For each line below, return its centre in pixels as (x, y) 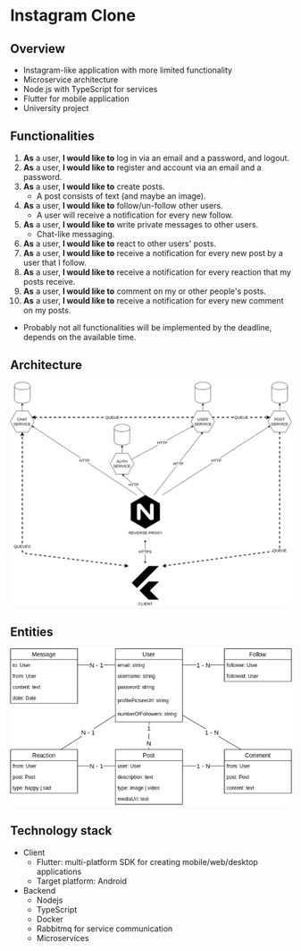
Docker (50, 919)
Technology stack (61, 831)
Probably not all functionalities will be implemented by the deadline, (147, 327)
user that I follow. (55, 262)
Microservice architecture (71, 80)
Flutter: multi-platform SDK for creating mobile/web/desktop (147, 861)
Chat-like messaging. (75, 234)
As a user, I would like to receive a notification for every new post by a (153, 253)
